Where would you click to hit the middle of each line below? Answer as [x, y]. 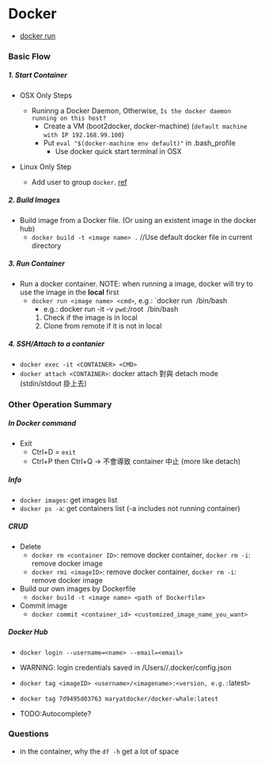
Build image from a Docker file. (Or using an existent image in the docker [138, 220]
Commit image [44, 605]
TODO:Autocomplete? [55, 713]
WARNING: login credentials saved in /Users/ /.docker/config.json [125, 667]
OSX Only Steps [46, 95]
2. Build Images [34, 200]
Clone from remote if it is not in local [102, 325]
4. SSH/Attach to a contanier [57, 344]
